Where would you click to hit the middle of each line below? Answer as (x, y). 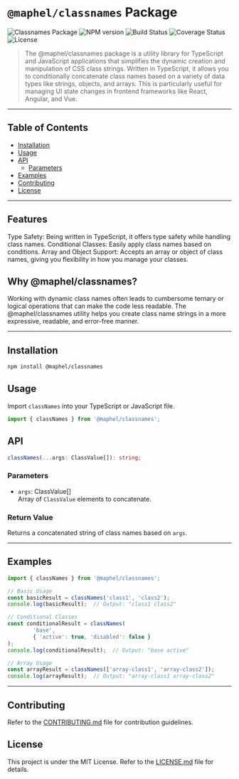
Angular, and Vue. (51, 99)
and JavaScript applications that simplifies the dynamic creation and (125, 60)
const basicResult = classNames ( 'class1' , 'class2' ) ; (89, 598)
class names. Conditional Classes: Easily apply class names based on (110, 244)
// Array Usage (30, 663)
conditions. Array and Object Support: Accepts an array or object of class (115, 251)
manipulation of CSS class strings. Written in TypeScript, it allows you (127, 68)
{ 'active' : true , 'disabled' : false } (92, 637)
